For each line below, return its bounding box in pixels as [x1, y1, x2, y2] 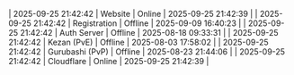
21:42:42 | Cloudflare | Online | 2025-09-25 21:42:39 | [8, 56, 209, 66]
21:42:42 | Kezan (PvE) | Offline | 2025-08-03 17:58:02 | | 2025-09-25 [8, 37, 269, 47]
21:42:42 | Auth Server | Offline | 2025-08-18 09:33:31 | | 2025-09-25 [20, 28, 280, 37]
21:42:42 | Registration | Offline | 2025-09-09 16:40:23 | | [33, 18, 246, 29]
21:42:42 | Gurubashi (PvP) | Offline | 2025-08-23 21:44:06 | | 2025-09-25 [8, 46, 285, 57]
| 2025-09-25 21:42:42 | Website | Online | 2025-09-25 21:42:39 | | [8, 9, 258, 19]
